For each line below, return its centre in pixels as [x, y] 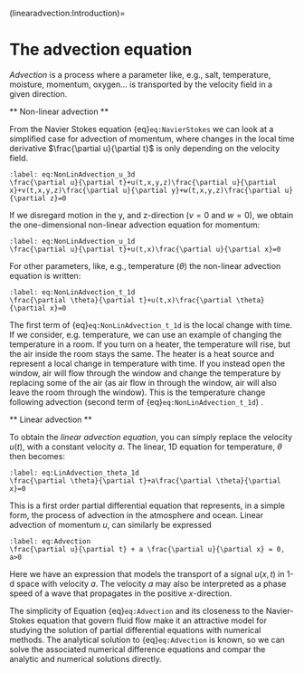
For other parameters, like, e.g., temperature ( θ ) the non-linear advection [145, 265]
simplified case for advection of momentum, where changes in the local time [152, 139]
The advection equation [101, 50]
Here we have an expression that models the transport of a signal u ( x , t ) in [147, 573]
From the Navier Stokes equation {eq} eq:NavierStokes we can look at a [142, 129]
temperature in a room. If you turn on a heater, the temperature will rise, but [150, 344]
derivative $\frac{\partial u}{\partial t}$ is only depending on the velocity [145, 148]
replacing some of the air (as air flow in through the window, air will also [143, 382]
